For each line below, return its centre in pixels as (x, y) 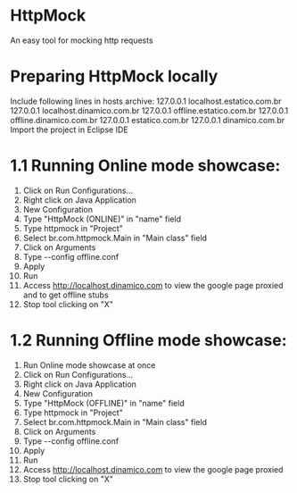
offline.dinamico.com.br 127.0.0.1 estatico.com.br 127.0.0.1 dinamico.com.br (148, 120)
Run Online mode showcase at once (89, 365)
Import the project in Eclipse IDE (69, 130)
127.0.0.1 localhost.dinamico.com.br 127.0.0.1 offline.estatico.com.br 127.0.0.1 (149, 110)
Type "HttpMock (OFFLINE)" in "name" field (104, 403)
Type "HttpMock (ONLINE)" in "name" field (102, 219)
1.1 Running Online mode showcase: (145, 166)
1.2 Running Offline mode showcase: (149, 340)
